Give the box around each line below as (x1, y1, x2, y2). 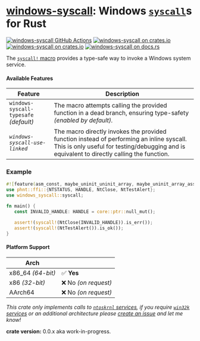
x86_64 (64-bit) (9, 269, 56, 277)
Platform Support (6, 244, 50, 251)
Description (105, 90, 140, 98)
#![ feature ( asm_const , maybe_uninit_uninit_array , (6, 181, 135, 188)
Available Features (6, 75, 54, 82)
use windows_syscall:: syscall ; (6, 192, 84, 198)
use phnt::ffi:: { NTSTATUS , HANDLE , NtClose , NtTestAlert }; (6, 187, 156, 193)
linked (9, 145, 28, 152)
